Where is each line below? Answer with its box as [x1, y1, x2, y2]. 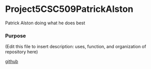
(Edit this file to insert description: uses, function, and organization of [5, 44, 147, 50]
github [5, 59, 18, 65]
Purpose [5, 32, 26, 39]
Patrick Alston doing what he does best [5, 20, 86, 26]
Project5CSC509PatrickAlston [5, 3, 134, 15]
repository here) [5, 49, 38, 55]
